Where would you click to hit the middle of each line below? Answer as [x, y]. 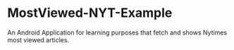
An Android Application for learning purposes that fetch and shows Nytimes [117, 32]
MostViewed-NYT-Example [90, 13]
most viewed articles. [38, 39]
